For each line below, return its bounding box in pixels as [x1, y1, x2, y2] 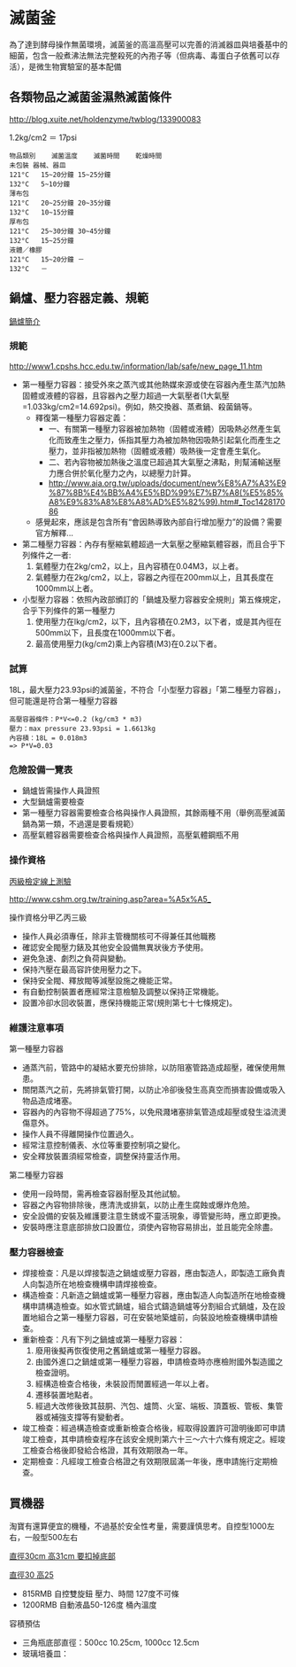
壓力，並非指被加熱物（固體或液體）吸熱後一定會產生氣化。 [48, 445, 266, 456]
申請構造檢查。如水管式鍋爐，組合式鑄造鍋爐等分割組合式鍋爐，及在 [29, 1301, 278, 1312]
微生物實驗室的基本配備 [35, 61, 122, 72]
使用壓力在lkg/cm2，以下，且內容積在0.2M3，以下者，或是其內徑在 [34, 616, 283, 627]
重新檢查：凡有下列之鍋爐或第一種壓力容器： [21, 1335, 186, 1345]
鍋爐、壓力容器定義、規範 [9, 291, 148, 306]
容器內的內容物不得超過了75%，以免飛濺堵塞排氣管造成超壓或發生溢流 [21, 1107, 279, 1118]
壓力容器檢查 [9, 1246, 65, 1258]
